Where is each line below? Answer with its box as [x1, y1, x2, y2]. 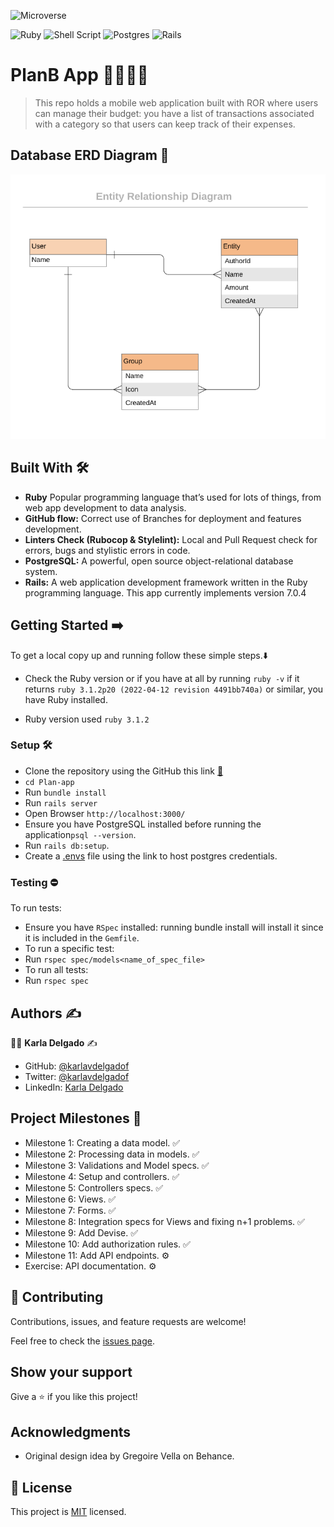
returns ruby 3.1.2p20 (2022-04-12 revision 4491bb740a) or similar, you [24, 683, 324, 695]
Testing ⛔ [10, 875, 59, 889]
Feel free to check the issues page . [10, 1335, 155, 1347]
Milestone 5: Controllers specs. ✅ [24, 1181, 164, 1194]
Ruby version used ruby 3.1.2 [24, 713, 150, 725]
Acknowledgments [10, 1423, 132, 1440]
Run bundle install [24, 786, 107, 798]
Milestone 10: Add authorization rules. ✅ [24, 1238, 191, 1250]
